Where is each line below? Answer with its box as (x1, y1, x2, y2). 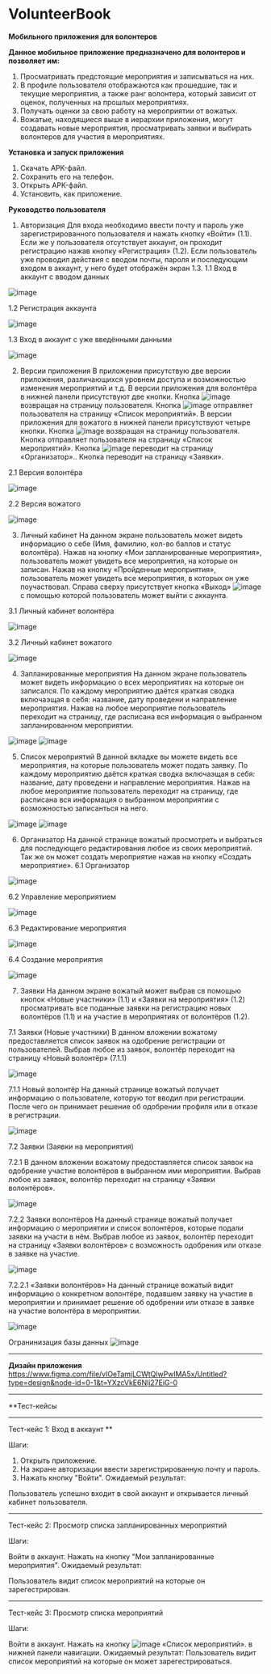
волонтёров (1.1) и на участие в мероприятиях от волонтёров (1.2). (19, 1011, 250, 1021)
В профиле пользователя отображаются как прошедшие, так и (19, 80, 238, 90)
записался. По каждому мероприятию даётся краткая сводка (19, 685, 236, 696)
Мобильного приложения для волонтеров (8, 32, 157, 41)
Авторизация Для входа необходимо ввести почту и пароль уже (19, 220, 244, 230)
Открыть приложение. (19, 1456, 98, 1465)
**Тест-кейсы (8, 1401, 58, 1410)
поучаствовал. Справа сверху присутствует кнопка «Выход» (19, 582, 231, 591)
